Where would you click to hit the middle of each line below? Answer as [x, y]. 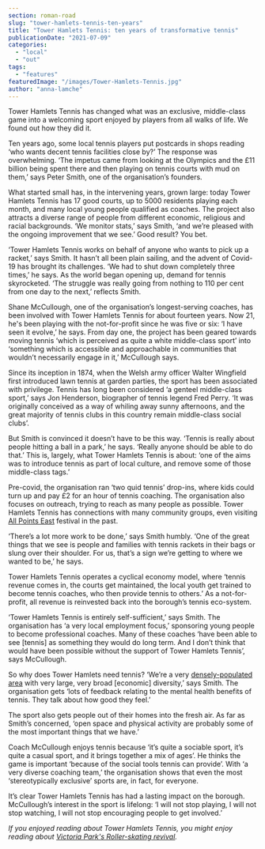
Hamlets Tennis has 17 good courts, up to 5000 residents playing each [123, 201]
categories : [28, 45]
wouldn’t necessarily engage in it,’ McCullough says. [94, 357]
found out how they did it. [50, 128]
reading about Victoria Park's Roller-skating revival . [93, 837]
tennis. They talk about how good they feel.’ [79, 700]
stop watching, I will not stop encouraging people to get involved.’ [115, 813]
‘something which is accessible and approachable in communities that [123, 349]
